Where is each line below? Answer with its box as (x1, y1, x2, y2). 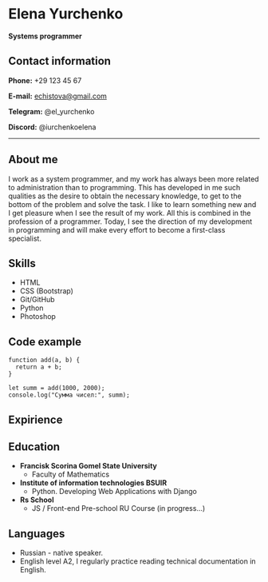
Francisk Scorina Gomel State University (19, 461, 157, 471)
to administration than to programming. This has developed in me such (8, 182, 241, 192)
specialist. (8, 233, 42, 243)
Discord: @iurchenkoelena (8, 122, 97, 132)
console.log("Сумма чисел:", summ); (8, 391, 130, 400)
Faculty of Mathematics (31, 469, 110, 480)
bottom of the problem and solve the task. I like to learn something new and (8, 199, 257, 209)
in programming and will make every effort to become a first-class (8, 225, 226, 234)
